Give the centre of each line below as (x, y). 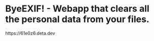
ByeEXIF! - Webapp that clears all (78, 9)
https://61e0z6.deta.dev (30, 33)
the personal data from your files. (78, 19)
